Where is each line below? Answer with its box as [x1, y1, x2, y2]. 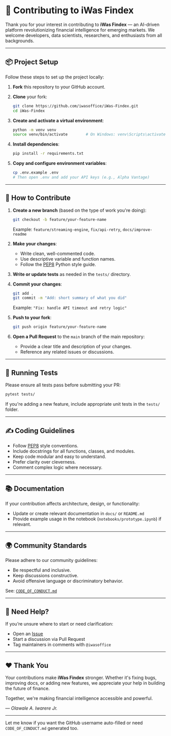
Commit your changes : [12, 281, 62, 287]
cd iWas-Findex [12, 108, 45, 114]
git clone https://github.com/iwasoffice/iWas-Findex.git [12, 103, 138, 108]
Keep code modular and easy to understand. [12, 453, 106, 460]
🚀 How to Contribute [5, 193, 71, 203]
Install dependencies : [12, 141, 60, 147]
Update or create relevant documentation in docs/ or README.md [12, 510, 145, 516]
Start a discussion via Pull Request [12, 636, 85, 642]
